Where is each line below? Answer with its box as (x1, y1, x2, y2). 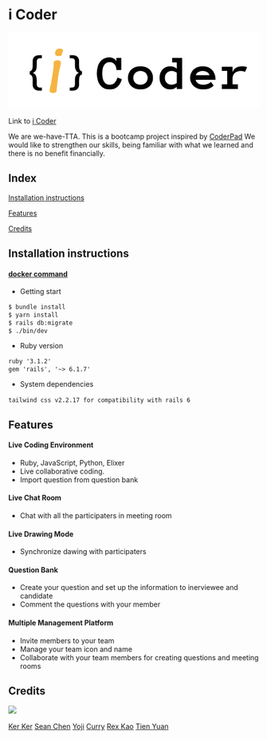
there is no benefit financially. (8, 148, 106, 158)
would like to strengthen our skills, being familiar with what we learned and (8, 140, 253, 149)
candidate (19, 592, 53, 601)
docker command (8, 269, 68, 278)
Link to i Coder (8, 116, 57, 125)
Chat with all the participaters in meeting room (19, 510, 173, 520)
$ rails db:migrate (8, 319, 73, 328)
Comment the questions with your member (19, 599, 161, 609)
